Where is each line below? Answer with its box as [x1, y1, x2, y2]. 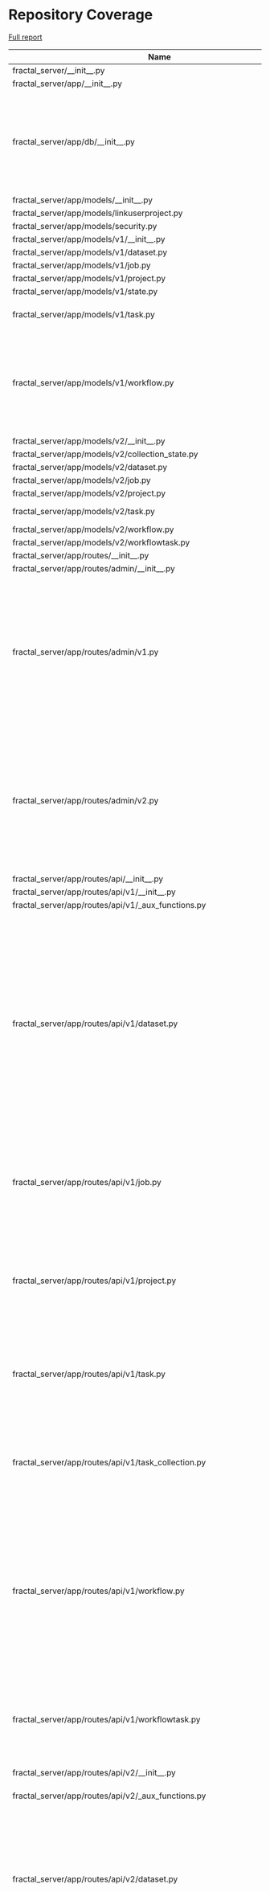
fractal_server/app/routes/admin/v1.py [12, 646, 159, 657]
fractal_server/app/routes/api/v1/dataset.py [12, 1018, 178, 1029]
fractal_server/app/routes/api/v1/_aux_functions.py [12, 899, 207, 910]
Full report [8, 32, 43, 42]
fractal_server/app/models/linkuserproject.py [12, 207, 183, 219]
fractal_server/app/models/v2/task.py [12, 505, 155, 517]
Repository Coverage [8, 6, 153, 24]
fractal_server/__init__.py [12, 64, 105, 76]
